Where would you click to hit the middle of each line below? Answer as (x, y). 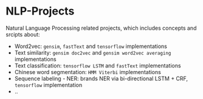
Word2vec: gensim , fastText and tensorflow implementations (91, 46)
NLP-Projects (40, 11)
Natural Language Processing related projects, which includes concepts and (101, 28)
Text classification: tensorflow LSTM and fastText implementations (98, 66)
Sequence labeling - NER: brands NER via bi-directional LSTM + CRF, (101, 78)
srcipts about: (23, 34)
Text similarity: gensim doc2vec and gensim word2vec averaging (93, 52)
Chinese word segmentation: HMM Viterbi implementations (88, 72)
